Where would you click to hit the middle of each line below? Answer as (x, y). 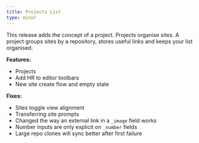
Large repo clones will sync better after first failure (79, 133)
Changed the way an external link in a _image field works (86, 120)
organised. (20, 48)
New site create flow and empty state (62, 84)
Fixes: (14, 96)
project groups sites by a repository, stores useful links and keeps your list (100, 41)
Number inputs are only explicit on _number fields (76, 127)
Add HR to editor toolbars (47, 78)
